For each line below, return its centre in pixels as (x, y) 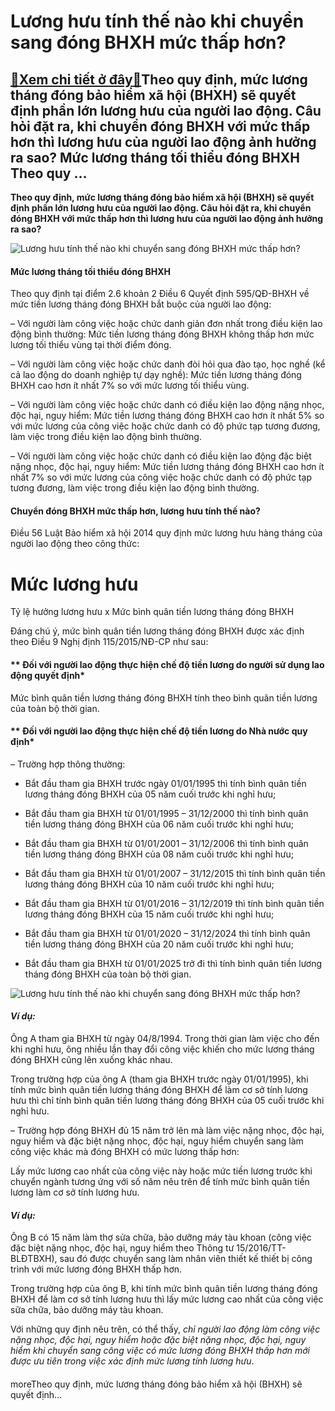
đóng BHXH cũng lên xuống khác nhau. (91, 1059)
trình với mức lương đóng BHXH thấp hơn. (96, 1269)
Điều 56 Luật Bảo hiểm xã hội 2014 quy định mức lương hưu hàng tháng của (166, 533)
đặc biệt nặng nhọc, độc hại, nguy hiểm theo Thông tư (122, 1248)
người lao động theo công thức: (75, 544)
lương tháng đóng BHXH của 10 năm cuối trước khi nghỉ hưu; (149, 884)
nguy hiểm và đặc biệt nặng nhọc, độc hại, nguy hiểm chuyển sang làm (157, 1141)
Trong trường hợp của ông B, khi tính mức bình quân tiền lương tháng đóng (164, 1289)
